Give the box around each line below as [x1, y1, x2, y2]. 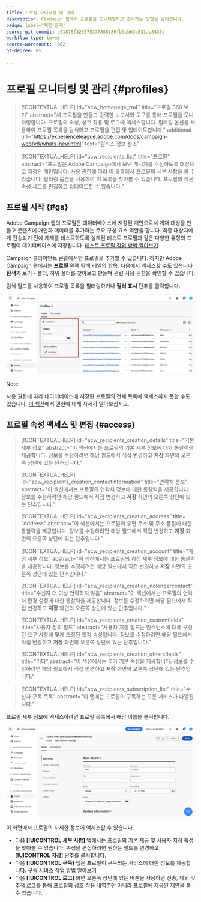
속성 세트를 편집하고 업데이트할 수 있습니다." [20, 183, 124, 190]
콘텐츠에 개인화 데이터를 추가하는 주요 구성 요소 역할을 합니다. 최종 [17, 226, 173, 234]
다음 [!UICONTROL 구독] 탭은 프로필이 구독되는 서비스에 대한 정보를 [14, 859, 175, 867]
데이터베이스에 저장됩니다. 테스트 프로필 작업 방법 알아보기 [22, 241, 159, 249]
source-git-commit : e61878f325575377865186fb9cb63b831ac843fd [6, 29, 165, 35]
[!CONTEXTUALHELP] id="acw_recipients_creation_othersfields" [20, 650, 182, 658]
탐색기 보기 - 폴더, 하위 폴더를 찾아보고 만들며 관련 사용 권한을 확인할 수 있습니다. [6, 269, 196, 276]
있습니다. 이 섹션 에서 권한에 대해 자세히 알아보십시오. [6, 400, 130, 408]
